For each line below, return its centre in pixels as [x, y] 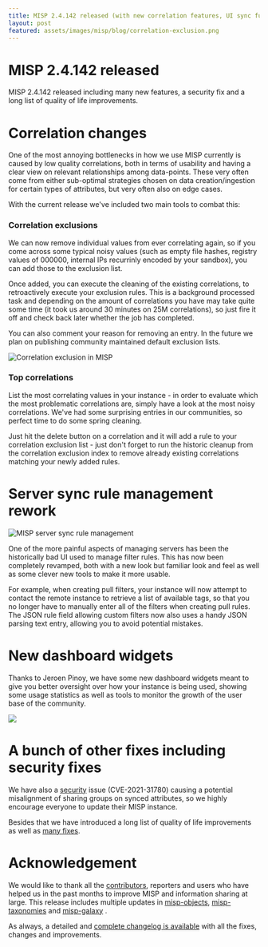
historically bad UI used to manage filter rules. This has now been [116, 557]
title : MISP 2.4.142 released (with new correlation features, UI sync [130, 16]
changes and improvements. [55, 934]
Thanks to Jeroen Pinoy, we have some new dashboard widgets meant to [129, 678]
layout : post [30, 23]
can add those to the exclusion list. [65, 268]
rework [32, 511]
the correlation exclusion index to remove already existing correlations [124, 453]
